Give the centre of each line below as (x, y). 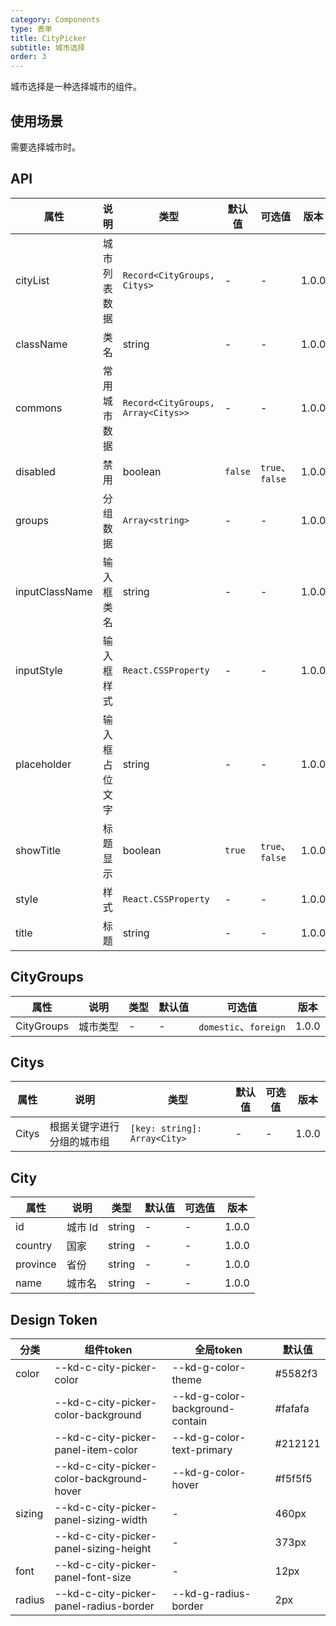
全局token (218, 1349)
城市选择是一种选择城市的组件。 (76, 87)
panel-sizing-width (101, 1519)
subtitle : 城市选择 (48, 47)
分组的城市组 (79, 1142)
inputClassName (54, 591)
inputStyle (39, 670)
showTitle (38, 850)
